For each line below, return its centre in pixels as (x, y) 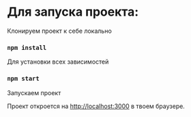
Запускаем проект (34, 92)
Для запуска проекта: (73, 12)
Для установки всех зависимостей (58, 62)
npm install (27, 48)
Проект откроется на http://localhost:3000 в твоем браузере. (96, 106)
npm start (23, 79)
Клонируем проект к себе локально (60, 31)
